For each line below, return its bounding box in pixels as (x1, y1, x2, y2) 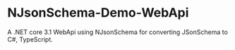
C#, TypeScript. (7, 35, 53, 43)
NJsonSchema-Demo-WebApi (7, 5, 189, 21)
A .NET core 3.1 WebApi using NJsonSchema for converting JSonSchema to (7, 28, 228, 36)
